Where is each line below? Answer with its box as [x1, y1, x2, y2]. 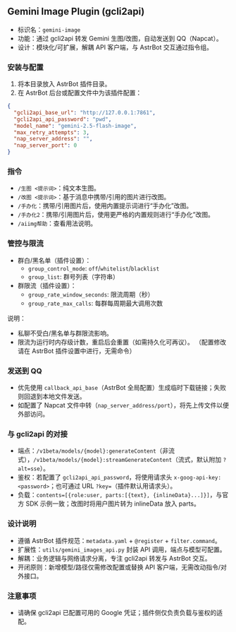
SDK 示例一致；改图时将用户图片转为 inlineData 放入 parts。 [25, 499, 201, 508]
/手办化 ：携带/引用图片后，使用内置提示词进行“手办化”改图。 [17, 201, 193, 210]
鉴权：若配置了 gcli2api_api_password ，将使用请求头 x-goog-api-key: [17, 473, 222, 482]
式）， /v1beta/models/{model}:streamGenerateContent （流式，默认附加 [17, 455, 222, 464]
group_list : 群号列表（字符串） [27, 272, 120, 281]
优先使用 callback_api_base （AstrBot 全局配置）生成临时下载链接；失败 [17, 383, 227, 391]
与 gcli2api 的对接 [7, 429, 68, 439]
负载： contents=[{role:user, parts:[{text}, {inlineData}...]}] [17, 491, 210, 499]
